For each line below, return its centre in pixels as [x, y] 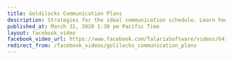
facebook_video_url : [37, 39]
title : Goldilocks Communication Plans [65, 13]
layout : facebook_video [42, 33]
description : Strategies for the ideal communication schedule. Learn [111, 20]
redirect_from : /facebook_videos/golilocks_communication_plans [102, 46]
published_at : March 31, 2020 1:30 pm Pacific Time [83, 26]
